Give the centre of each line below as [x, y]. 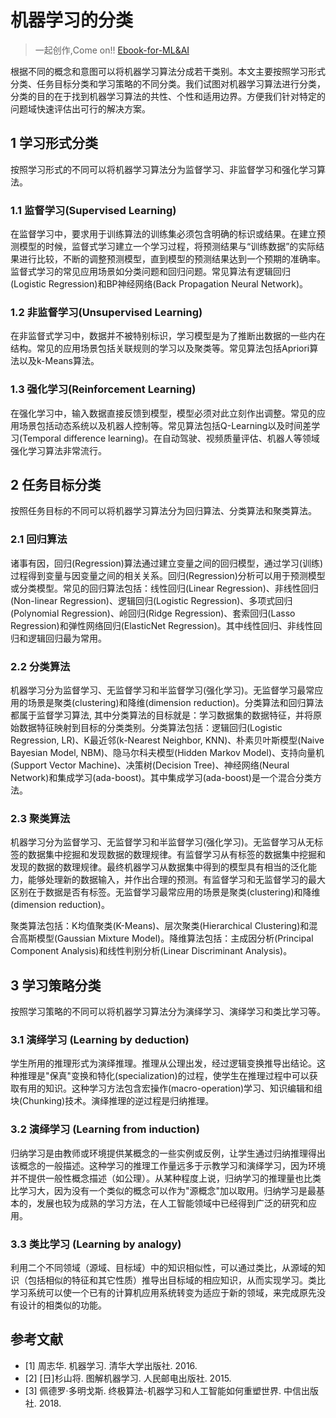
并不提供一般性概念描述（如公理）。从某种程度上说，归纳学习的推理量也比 [161, 1178]
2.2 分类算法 [40, 666]
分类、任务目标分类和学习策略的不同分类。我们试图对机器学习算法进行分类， [168, 83]
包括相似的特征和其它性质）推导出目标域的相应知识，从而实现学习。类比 [176, 1280]
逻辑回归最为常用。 [67, 638]
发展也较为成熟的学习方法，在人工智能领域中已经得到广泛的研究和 [172, 1203]
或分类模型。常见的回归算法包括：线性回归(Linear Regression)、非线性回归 [164, 588]
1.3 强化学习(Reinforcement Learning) [103, 389]
